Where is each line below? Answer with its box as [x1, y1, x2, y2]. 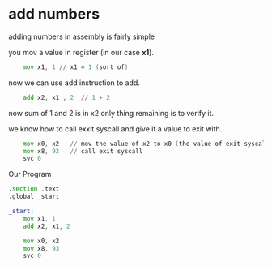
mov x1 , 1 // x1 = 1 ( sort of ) [23, 62, 129, 71]
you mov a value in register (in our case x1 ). [8, 47, 154, 57]
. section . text [8, 185, 60, 193]
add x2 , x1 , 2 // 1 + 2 [23, 93, 111, 101]
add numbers [8, 5, 100, 24]
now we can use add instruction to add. [8, 78, 140, 88]
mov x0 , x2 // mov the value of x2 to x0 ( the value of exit [23, 139, 241, 148]
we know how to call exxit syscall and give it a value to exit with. [8, 123, 223, 134]
